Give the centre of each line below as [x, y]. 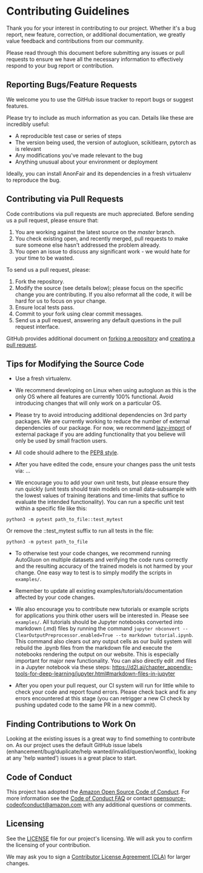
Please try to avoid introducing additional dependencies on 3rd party [101, 415]
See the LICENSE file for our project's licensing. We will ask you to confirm [99, 838]
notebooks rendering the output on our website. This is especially [97, 654]
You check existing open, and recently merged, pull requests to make [101, 238]
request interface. [37, 326]
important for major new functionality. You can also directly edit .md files [106, 661]
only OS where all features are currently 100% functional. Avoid [94, 397]
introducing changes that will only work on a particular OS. [88, 403]
